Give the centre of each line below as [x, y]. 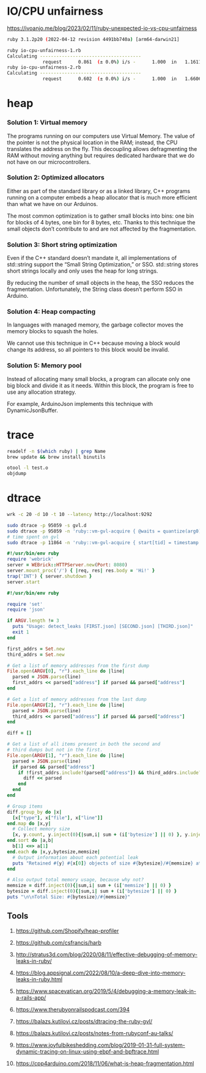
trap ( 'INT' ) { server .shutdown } [50, 576]
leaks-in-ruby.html [39, 979]
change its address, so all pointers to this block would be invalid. [88, 350]
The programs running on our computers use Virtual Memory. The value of [101, 136]
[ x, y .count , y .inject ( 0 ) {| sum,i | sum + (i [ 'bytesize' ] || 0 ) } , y [100, 835]
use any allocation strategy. [42, 392]
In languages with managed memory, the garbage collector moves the [95, 325]
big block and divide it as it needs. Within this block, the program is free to [101, 385]
